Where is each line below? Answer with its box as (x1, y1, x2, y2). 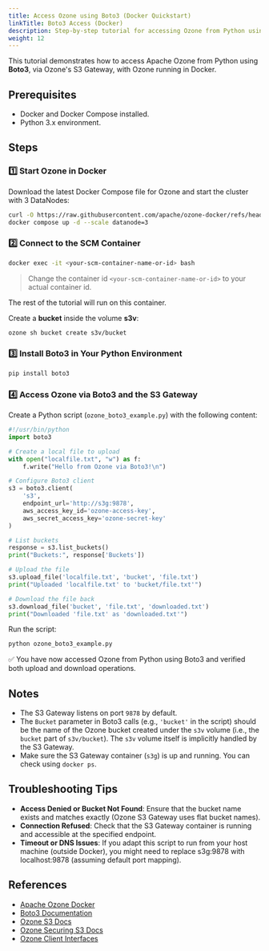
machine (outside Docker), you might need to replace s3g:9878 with (19, 846, 246, 855)
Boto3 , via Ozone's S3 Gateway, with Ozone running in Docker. (8, 65, 217, 75)
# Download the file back (8, 595, 94, 603)
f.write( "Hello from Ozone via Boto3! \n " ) (22, 462, 167, 470)
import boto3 (8, 433, 52, 441)
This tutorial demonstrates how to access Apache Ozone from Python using (8, 56, 259, 66)
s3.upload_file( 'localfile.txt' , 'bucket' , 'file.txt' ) (8, 573, 199, 582)
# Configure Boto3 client (8, 477, 94, 486)
